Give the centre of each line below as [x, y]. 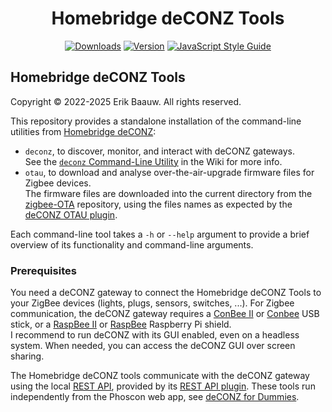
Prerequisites [43, 270]
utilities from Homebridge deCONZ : [83, 131]
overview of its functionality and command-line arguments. [132, 244]
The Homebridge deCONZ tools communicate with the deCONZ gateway [160, 376]
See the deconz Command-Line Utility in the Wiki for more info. [153, 161]
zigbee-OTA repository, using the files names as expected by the [158, 204]
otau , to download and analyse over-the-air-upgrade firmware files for [169, 172]
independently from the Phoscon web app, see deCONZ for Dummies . [155, 397]
